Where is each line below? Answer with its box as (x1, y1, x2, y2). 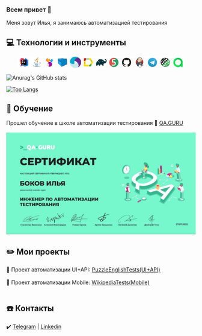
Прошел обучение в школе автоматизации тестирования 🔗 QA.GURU (6, 119, 183, 127)
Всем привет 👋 (6, 5, 52, 14)
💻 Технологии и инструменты (6, 37, 126, 48)
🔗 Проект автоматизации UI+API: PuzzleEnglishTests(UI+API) (6, 265, 161, 273)
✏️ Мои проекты (6, 247, 70, 257)
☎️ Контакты (6, 303, 54, 314)
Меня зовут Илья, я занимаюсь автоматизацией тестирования (6, 19, 168, 27)
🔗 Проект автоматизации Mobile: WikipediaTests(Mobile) (6, 279, 150, 286)
